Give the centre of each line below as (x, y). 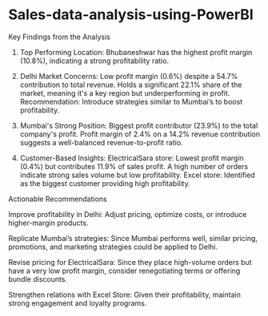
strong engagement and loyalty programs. (78, 303)
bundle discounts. (38, 279)
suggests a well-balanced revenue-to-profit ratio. (101, 142)
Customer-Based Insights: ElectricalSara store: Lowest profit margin (132, 158)
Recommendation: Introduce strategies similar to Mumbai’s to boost (131, 101)
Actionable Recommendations (58, 199)
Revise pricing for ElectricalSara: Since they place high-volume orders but (130, 262)
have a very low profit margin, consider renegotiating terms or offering (124, 271)
